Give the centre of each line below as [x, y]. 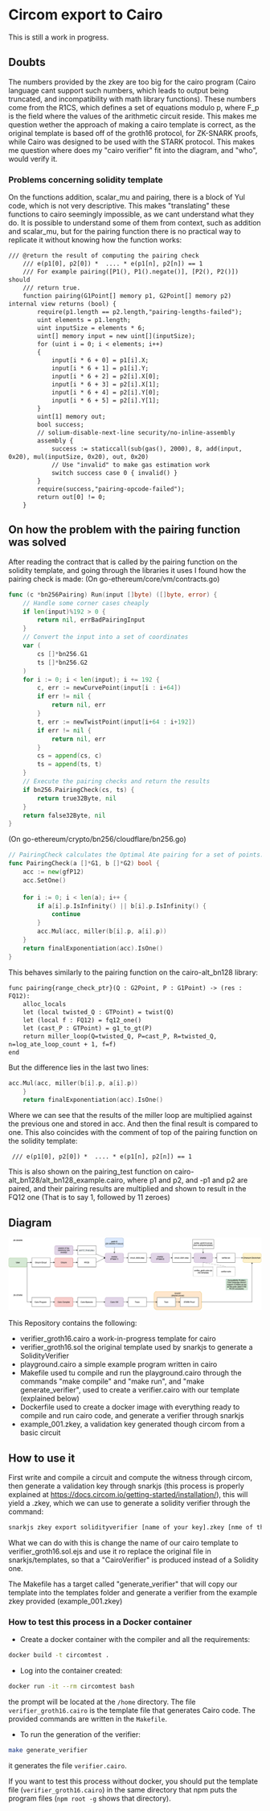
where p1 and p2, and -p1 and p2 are [188, 1180]
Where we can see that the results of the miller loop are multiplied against [131, 1116]
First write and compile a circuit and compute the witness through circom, [131, 1478]
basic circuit [40, 1433]
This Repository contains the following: [73, 1323]
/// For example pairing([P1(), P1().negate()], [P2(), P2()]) [131, 272]
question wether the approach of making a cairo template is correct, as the [132, 124]
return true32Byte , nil [77, 798]
